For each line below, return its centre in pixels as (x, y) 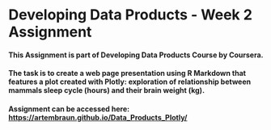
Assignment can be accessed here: (69, 109)
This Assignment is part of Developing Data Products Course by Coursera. (136, 55)
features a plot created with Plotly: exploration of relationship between (130, 82)
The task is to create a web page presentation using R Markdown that (127, 73)
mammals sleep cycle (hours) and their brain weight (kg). (106, 90)
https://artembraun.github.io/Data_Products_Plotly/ (98, 117)
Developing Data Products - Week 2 (131, 15)
